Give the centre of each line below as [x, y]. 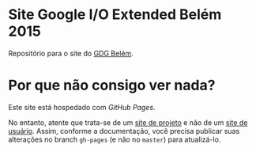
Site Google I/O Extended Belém [115, 15]
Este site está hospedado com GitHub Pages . [82, 107]
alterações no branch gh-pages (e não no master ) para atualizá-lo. [115, 139]
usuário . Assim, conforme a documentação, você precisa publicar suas [124, 131]
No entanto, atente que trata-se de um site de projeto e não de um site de [128, 122]
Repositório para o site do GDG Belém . [71, 53]
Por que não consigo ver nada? [112, 85]
